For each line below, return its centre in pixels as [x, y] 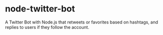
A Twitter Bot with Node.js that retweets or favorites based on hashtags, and [81, 22]
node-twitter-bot [40, 9]
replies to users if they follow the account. [47, 27]
